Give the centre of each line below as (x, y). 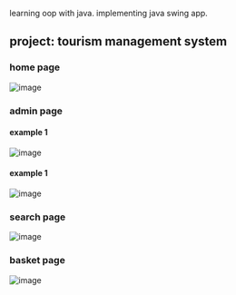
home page (35, 67)
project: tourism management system (118, 41)
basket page (37, 261)
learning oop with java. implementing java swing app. (109, 13)
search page (38, 217)
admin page (36, 111)
